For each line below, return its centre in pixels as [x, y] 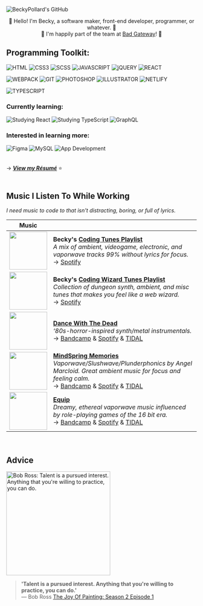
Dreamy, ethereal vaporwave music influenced [120, 407]
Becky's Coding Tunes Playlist [98, 239]
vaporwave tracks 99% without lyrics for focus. [121, 255]
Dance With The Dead [85, 324]
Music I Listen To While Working [68, 196]
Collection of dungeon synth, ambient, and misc [121, 287]
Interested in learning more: [48, 135]
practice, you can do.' [49, 590]
